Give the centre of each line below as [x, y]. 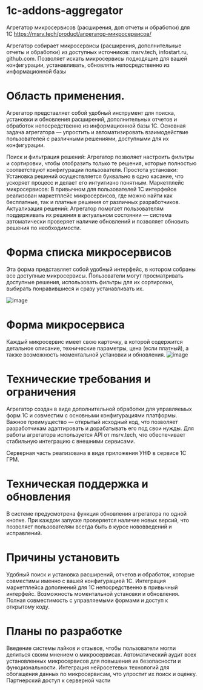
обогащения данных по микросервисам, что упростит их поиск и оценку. [102, 674]
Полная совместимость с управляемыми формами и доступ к [87, 600]
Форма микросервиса [66, 325]
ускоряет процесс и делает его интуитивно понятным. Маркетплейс [95, 182]
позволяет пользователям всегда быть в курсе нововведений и [89, 527]
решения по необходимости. [44, 228]
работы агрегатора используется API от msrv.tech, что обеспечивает [96, 434]
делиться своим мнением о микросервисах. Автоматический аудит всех [101, 654]
